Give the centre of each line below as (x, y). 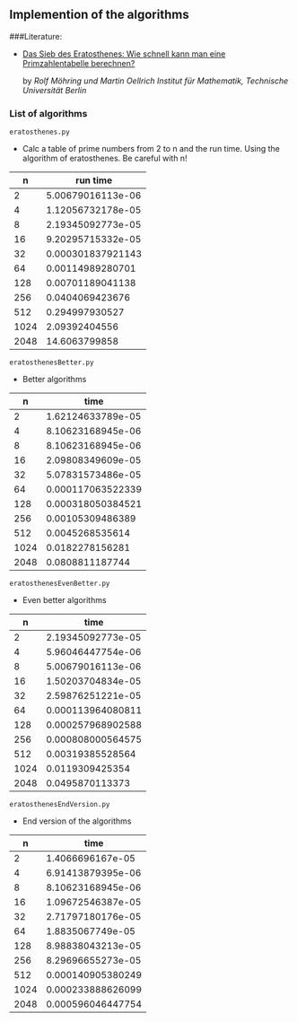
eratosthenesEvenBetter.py (60, 584)
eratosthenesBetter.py (52, 363)
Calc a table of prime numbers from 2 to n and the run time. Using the (151, 149)
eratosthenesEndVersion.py (60, 805)
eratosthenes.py (39, 132)
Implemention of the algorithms (100, 15)
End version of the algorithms (77, 821)
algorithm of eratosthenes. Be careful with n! (105, 158)
